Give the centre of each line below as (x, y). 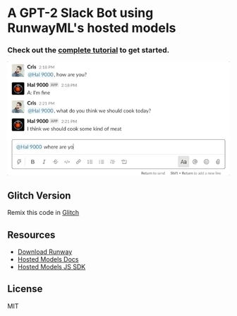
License (25, 289)
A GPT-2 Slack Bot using (80, 13)
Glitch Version (39, 195)
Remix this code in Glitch (43, 213)
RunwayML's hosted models (92, 28)
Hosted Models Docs (48, 259)
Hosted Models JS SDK (51, 267)
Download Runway (45, 252)
